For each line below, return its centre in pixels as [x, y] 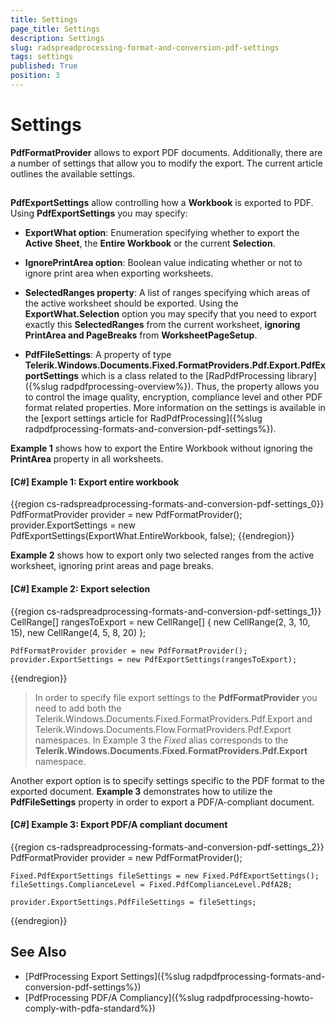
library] [301, 376]
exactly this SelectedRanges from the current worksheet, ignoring [162, 325]
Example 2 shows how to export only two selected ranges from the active [162, 555]
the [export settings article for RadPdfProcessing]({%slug [143, 418]
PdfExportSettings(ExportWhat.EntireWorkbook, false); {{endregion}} [152, 536]
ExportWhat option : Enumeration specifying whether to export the [162, 233]
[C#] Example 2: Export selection [80, 589]
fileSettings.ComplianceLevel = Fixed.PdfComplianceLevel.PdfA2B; [151, 884]
